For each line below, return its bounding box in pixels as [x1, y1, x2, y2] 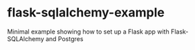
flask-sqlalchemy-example [7, 5, 165, 21]
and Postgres [45, 34, 84, 42]
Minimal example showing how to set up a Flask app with [7, 27, 169, 36]
